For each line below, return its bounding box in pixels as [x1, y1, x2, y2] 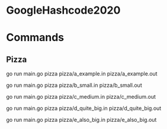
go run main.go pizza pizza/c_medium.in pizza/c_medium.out [6, 93, 156, 100]
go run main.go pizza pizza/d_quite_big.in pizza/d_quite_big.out [6, 105, 162, 112]
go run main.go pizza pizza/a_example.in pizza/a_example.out [6, 70, 158, 77]
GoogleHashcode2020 [6, 4, 121, 17]
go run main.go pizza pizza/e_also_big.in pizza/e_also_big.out [6, 117, 157, 124]
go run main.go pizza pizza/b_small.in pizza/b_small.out [6, 81, 142, 89]
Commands [6, 31, 65, 45]
